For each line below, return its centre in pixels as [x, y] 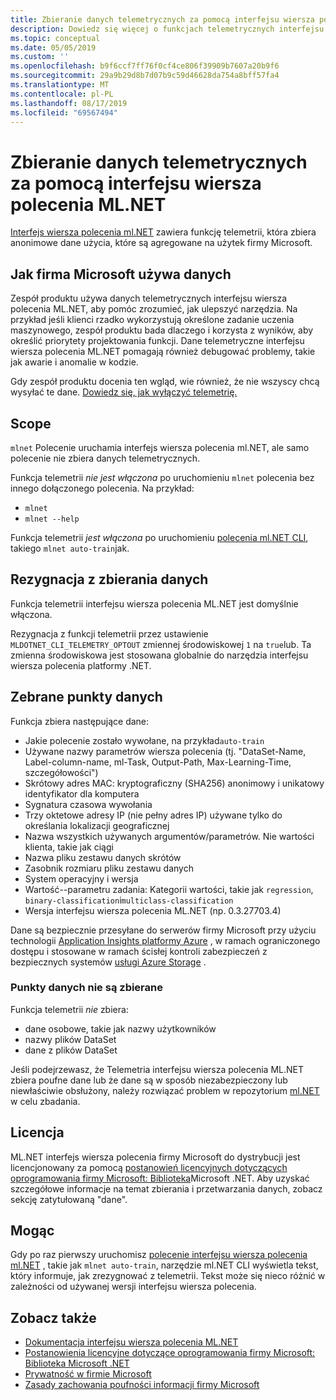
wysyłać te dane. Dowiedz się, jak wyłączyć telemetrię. [124, 392]
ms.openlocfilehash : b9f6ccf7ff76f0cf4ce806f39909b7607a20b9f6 [145, 66]
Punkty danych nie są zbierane [86, 988]
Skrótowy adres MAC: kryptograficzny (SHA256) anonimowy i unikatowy [174, 783]
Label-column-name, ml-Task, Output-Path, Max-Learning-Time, [158, 762]
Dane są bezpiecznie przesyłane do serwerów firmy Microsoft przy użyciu [163, 930]
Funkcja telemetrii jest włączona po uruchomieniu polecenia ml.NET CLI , [159, 537]
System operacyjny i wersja [81, 878]
